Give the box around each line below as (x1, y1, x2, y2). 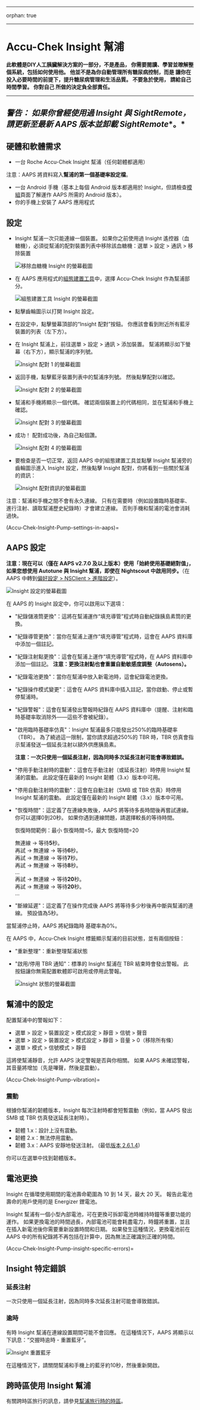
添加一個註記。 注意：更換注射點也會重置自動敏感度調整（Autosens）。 (14, 660, 190, 667)
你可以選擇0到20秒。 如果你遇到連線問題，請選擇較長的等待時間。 (14, 814, 177, 821)
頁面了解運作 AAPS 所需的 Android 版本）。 (20, 191, 125, 199)
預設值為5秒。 (26, 909, 62, 916)
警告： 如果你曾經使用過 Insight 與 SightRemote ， (6, 108, 190, 118)
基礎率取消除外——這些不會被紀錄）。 (20, 713, 112, 721)
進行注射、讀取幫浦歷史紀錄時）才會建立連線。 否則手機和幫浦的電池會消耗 (6, 505, 190, 512)
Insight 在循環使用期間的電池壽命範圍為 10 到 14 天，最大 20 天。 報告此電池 (6, 1191, 193, 1198)
